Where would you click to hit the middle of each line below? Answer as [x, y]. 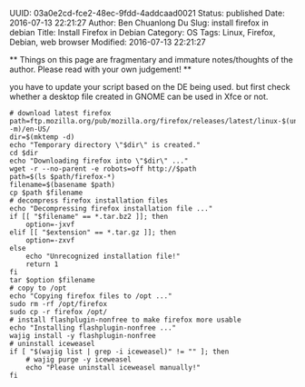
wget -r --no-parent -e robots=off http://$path [103, 169]
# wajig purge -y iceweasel [79, 360]
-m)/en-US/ [30, 129]
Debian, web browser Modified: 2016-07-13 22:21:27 [108, 42]
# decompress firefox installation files [89, 201]
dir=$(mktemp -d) [42, 137]
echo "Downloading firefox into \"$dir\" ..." [99, 161]
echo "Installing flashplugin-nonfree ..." [93, 328]
